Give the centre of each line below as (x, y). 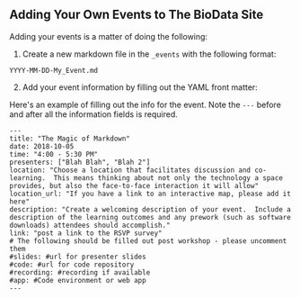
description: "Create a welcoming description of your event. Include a (150, 209)
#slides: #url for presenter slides (78, 257)
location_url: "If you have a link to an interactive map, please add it (150, 194)
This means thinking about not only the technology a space (168, 178)
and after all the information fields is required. (93, 114)
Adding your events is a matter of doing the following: (109, 36)
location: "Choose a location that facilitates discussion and (130, 170)
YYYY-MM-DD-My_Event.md (54, 70)
